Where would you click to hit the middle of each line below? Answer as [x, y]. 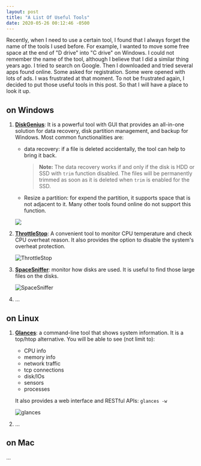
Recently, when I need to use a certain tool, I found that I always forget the [98, 40]
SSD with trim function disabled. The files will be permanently [115, 173]
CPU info [35, 351]
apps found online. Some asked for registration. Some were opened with [96, 72]
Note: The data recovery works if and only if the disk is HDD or [117, 167]
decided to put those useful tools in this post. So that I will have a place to [97, 85]
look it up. [19, 91]
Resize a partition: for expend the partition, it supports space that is [107, 198]
